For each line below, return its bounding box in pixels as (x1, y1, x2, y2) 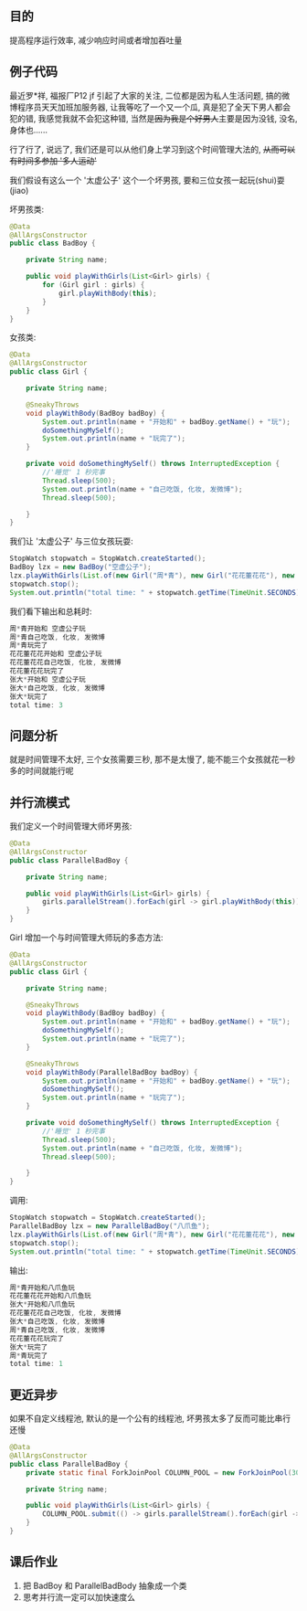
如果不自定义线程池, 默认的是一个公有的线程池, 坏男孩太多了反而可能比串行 (9, 1413, 291, 1424)
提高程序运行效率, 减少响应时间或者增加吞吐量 (9, 35, 183, 46)
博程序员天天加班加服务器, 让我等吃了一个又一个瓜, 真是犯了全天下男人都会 (9, 101, 291, 112)
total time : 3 (9, 700, 64, 710)
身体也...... (9, 124, 48, 135)
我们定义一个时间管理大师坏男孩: (9, 821, 132, 832)
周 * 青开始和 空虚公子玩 (9, 624, 87, 633)
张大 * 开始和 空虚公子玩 (9, 674, 87, 684)
